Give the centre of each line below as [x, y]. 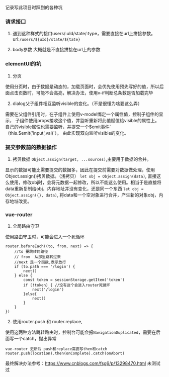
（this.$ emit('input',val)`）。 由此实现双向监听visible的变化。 [67, 133]
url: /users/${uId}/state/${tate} [46, 39]
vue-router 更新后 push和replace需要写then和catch [56, 349]
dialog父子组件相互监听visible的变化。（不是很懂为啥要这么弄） [77, 103]
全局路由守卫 [26, 226]
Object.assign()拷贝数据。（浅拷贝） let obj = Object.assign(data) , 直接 [81, 176]
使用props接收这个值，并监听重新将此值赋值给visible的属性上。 [94, 120]
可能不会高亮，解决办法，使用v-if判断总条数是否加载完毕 [95, 92]
